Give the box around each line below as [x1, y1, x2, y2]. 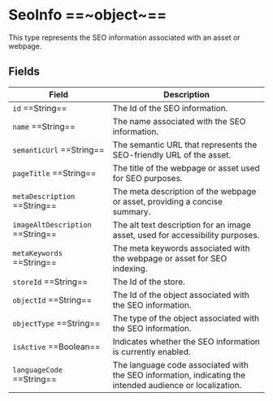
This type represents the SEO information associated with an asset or [8, 32, 241, 42]
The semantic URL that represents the [112, 139, 258, 150]
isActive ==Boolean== [12, 341, 101, 352]
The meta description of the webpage [112, 185, 257, 196]
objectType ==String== [12, 317, 101, 329]
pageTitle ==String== [12, 167, 97, 179]
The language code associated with [112, 359, 249, 370]
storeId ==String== [12, 276, 88, 287]
